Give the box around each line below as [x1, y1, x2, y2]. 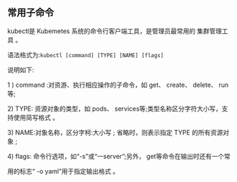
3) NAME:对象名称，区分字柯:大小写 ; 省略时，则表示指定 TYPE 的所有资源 [7, 128, 224, 136]
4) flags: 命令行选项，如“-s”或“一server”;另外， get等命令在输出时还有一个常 [7, 152, 231, 160]
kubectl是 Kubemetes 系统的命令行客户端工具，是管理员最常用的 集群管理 [7, 27, 222, 35]
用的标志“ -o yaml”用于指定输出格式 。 [7, 166, 120, 175]
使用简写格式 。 [13, 113, 59, 121]
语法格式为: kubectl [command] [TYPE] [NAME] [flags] [7, 50, 164, 59]
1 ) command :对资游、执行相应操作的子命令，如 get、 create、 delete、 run [7, 80, 229, 89]
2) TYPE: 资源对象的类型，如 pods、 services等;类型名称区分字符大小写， [7, 104, 222, 113]
